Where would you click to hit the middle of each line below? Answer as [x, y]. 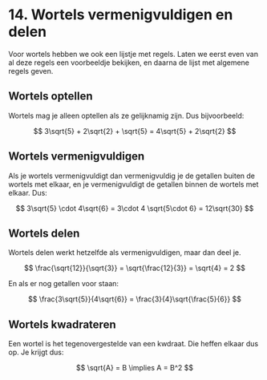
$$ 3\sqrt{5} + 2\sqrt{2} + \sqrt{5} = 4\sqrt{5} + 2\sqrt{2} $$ [135, 131]
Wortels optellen [51, 97]
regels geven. [31, 71]
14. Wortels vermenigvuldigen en [121, 15]
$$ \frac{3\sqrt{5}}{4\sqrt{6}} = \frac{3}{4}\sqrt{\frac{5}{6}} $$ [135, 299]
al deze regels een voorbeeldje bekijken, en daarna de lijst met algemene [129, 63]
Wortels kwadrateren [62, 324]
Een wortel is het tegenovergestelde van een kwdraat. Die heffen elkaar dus [133, 344]
